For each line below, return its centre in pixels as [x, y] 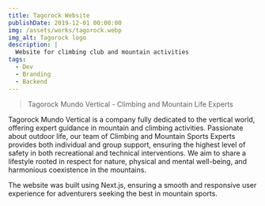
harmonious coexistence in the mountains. [77, 170]
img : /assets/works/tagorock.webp [65, 30]
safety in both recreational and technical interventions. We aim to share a [127, 153]
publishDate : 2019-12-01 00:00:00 [65, 23]
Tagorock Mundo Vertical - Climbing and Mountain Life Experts [130, 104]
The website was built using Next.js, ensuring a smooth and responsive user [132, 185]
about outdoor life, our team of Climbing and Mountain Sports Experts [122, 136]
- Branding [33, 74]
